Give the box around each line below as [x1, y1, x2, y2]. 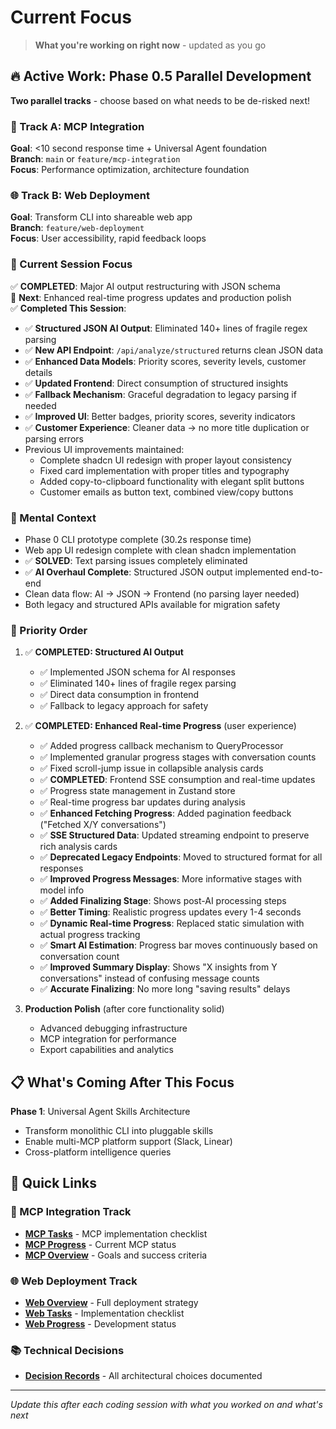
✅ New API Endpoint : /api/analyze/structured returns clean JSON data [24, 344, 324, 356]
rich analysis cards [39, 841, 118, 853]
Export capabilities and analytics [39, 1044, 174, 1056]
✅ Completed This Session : [10, 302, 127, 314]
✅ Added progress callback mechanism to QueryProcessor [39, 740, 284, 752]
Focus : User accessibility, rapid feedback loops [10, 232, 207, 245]
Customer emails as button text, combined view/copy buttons [39, 486, 294, 498]
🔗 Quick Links [10, 1175, 97, 1192]
